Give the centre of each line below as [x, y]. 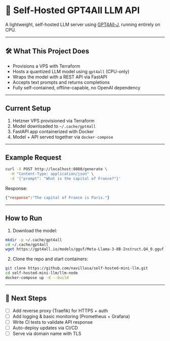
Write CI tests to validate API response [52, 322]
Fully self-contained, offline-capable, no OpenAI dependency [76, 87]
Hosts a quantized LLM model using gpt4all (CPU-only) [71, 71]
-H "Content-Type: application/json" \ [52, 174]
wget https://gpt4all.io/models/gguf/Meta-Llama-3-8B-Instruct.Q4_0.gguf [85, 249]
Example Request [33, 157]
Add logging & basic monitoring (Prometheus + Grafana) [71, 316]
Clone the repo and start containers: [50, 259]
